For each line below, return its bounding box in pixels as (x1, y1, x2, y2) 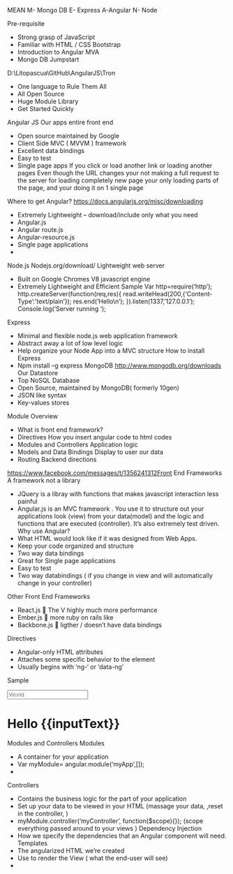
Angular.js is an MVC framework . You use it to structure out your (17, 504, 204, 513)
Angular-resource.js (17, 233, 75, 241)
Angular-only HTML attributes (17, 648, 103, 656)
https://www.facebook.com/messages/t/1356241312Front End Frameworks (7, 469, 223, 477)
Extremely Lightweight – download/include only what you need (17, 211, 198, 219)
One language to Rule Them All (17, 82, 107, 90)
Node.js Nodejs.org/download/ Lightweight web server (7, 261, 165, 270)
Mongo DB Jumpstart (17, 55, 80, 64)
